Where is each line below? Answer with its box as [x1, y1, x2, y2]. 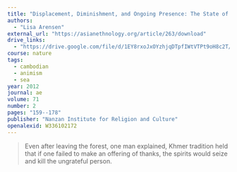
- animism [13, 69, 42, 76]
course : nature [7, 50, 52, 57]
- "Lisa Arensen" [13, 23, 65, 30]
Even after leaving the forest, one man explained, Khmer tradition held [24, 142, 228, 150]
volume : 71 [7, 96, 39, 103]
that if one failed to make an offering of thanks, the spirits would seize [24, 149, 228, 158]
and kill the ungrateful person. [24, 156, 112, 165]
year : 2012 [7, 83, 39, 90]
